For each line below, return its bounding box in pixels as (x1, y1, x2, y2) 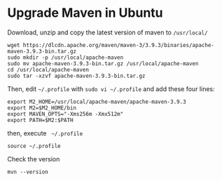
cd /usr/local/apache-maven (7, 66, 90, 73)
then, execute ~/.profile (7, 128, 83, 138)
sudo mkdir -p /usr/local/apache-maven (7, 54, 124, 61)
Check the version (7, 154, 60, 163)
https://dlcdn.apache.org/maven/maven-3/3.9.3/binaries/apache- (22, 41, 215, 48)
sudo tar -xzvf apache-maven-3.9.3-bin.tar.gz (7, 72, 146, 79)
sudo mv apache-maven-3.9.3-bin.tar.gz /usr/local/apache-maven (7, 60, 199, 67)
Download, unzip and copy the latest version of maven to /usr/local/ (7, 28, 208, 36)
